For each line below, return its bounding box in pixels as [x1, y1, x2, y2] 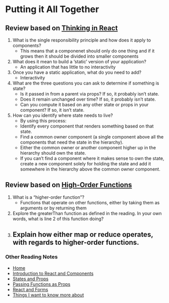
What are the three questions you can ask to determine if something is [12, 80, 159, 86]
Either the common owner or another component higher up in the [20, 145, 156, 150]
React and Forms [12, 286, 49, 292]
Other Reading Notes [5, 253, 58, 261]
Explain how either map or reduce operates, [12, 230, 153, 239]
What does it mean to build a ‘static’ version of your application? [12, 59, 147, 64]
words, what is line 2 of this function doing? [12, 215, 104, 222]
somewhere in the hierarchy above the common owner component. [20, 166, 160, 172]
